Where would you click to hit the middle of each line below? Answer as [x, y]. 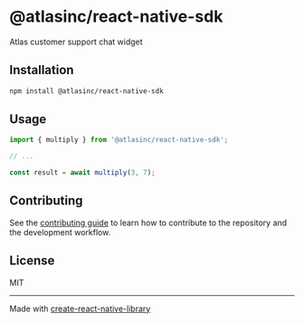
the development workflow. [60, 232]
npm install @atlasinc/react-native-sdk [87, 91]
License [32, 261]
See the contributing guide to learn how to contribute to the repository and [148, 223]
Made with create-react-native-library [80, 309]
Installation [42, 70]
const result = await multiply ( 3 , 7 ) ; [82, 173]
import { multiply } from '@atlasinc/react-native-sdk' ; [119, 140]
